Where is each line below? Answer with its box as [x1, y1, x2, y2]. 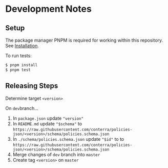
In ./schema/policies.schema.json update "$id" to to [12, 136, 124, 142]
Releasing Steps [5, 82, 58, 90]
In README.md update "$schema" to [12, 120, 82, 126]
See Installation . [5, 43, 39, 49]
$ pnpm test [5, 67, 31, 72]
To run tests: [5, 52, 32, 59]
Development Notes [5, 3, 92, 15]
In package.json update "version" [12, 115, 83, 121]
